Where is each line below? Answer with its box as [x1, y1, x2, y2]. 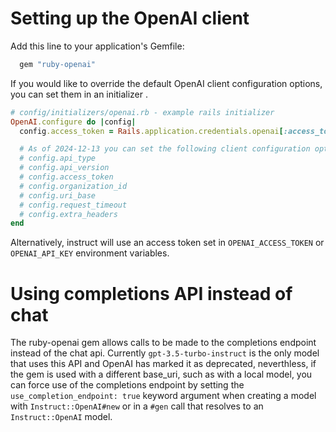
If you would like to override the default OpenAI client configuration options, [10, 77, 323, 89]
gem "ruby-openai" [19, 59, 97, 69]
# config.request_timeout [19, 200, 128, 210]
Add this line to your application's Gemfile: [10, 40, 185, 52]
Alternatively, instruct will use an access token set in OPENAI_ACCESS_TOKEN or [10, 237, 325, 249]
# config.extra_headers [19, 209, 118, 219]
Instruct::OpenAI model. [10, 411, 113, 423]
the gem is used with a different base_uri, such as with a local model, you [10, 368, 313, 381]
